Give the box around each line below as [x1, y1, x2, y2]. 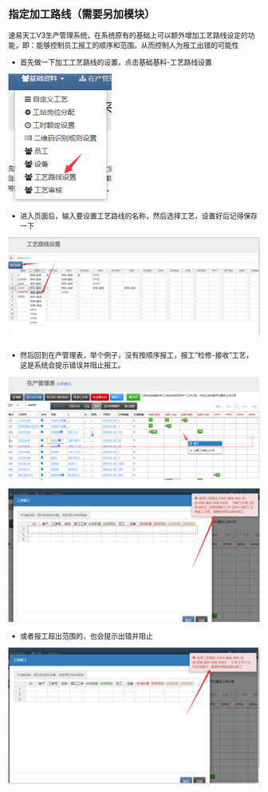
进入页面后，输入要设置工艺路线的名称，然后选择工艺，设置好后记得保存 [19, 211, 258, 220]
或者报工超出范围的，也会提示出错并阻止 [19, 632, 153, 641]
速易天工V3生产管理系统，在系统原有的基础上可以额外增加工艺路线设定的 [8, 30, 249, 40]
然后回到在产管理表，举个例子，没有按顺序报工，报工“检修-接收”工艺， [19, 350, 254, 359]
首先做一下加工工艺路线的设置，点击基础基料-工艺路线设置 [19, 57, 213, 66]
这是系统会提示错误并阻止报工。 [19, 360, 125, 370]
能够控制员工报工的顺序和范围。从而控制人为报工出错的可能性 [35, 40, 239, 49]
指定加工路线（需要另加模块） [8, 7, 156, 22]
